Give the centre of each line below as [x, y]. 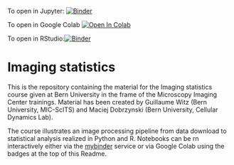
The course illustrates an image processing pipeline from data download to [117, 131]
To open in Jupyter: [36, 11]
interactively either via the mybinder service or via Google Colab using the [116, 146]
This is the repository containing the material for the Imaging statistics [110, 87]
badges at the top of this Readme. [57, 154]
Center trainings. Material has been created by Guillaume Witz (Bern [107, 102]
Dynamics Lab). [30, 117]
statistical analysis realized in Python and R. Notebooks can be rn [103, 138]
